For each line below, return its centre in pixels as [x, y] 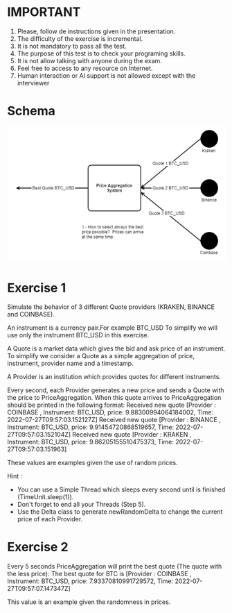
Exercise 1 [37, 288]
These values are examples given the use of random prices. [92, 463]
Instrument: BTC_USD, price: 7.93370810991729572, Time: [90, 581]
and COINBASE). [31, 314]
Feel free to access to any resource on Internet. [85, 68]
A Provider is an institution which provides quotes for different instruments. [114, 377]
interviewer [33, 83]
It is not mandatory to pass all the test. [72, 46]
